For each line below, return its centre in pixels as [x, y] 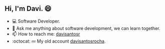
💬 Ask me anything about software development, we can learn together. [86, 28]
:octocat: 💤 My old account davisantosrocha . [59, 41]
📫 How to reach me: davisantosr [46, 34]
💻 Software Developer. [36, 21]
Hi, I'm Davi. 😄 [28, 9]
